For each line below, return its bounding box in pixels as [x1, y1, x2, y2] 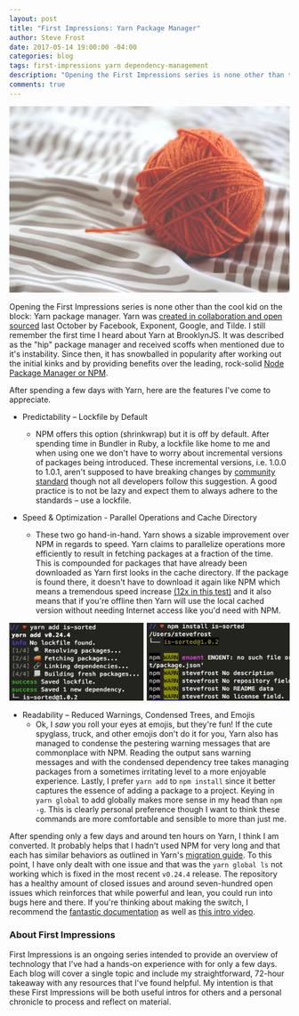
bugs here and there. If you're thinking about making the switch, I [9, 897, 249, 907]
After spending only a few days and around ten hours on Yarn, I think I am [9, 831, 279, 842]
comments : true [9, 80, 66, 89]
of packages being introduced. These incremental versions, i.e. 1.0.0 [35, 457, 287, 468]
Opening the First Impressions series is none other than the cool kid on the [9, 302, 283, 312]
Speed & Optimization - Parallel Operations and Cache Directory [21, 512, 258, 523]
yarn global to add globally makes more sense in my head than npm [35, 794, 283, 805]
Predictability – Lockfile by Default [21, 412, 149, 423]
